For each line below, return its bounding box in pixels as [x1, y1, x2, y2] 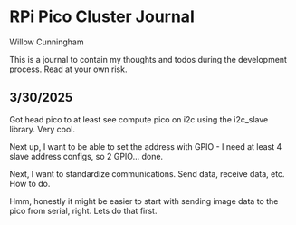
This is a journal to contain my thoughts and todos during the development [9, 54, 288, 64]
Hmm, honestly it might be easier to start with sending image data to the [9, 195, 279, 206]
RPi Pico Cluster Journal [9, 6, 195, 27]
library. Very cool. [9, 123, 75, 134]
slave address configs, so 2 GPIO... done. [9, 151, 164, 161]
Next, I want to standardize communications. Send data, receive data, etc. [9, 168, 285, 179]
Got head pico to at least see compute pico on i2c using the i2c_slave [9, 113, 269, 124]
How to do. [9, 178, 51, 189]
